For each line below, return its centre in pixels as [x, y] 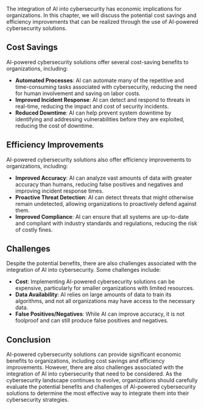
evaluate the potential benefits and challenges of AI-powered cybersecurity [101, 387]
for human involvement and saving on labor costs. [78, 93]
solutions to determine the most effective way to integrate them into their [98, 393]
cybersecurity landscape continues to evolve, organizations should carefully [102, 380]
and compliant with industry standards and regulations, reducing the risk [106, 223]
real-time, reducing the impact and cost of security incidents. [92, 106]
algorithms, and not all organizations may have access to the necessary [105, 301]
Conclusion [29, 340]
